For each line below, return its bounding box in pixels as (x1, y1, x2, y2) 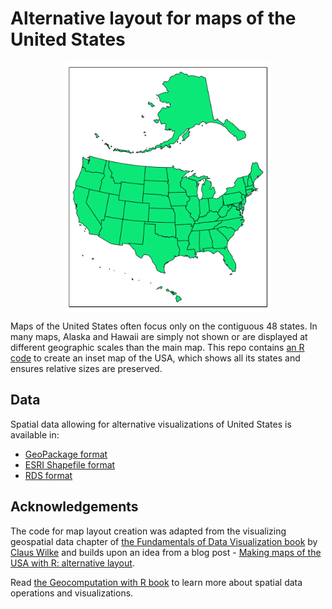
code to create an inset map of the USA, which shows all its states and (10, 352, 301, 364)
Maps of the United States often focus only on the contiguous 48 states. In (10, 320, 318, 332)
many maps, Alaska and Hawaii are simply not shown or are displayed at (10, 330, 308, 342)
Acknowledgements (10, 498, 139, 516)
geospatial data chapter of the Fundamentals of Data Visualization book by (10, 535, 318, 547)
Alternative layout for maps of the (10, 7, 297, 30)
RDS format (24, 469, 73, 481)
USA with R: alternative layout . (10, 557, 135, 569)
